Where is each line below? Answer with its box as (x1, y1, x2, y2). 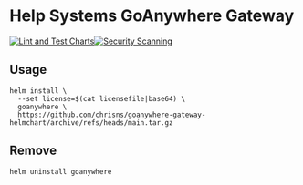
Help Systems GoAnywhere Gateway (9, 5, 295, 26)
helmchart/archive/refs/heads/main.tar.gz (9, 118, 173, 128)
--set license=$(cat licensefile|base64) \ (17, 94, 185, 103)
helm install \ (9, 86, 68, 96)
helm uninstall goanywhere (9, 167, 112, 176)
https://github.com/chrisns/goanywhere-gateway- (17, 110, 206, 119)
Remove (9, 143, 57, 159)
